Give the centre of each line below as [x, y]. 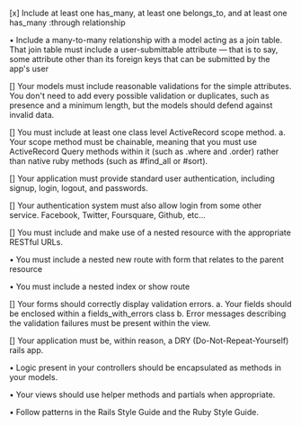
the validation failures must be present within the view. [110, 323]
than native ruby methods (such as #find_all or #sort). [109, 161]
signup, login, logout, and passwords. [79, 188]
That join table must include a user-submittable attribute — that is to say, [144, 50]
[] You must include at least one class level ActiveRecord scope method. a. [147, 132]
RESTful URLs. [36, 242]
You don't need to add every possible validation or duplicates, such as [139, 95]
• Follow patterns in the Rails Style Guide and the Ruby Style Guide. [134, 412]
